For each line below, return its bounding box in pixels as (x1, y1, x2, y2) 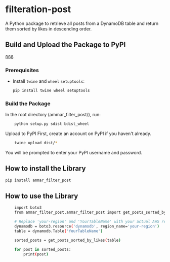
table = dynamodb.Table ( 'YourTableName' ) (14, 228, 103, 234)
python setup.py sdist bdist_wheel (14, 121, 90, 126)
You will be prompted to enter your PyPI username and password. (5, 149, 143, 155)
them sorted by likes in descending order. (5, 25, 92, 31)
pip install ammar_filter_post (5, 178, 71, 183)
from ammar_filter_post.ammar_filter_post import (14, 210, 121, 215)
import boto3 (14, 205, 42, 210)
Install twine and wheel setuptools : (12, 78, 85, 84)
